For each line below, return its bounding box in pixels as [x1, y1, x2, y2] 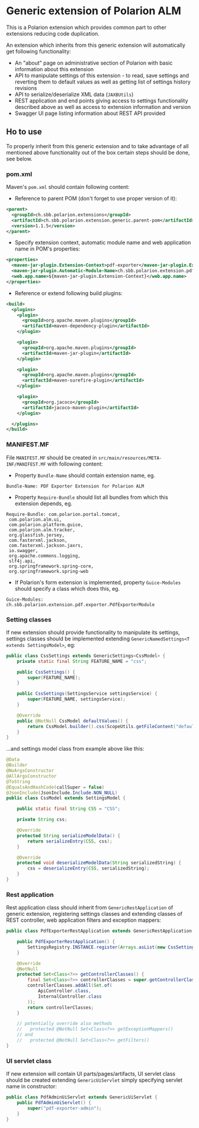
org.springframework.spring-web [8, 568, 89, 574]
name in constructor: [6, 1083, 57, 1090]
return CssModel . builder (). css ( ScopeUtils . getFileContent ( [27, 723, 176, 729]
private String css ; [17, 816, 68, 823]
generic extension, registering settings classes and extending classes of [6, 911, 182, 918]
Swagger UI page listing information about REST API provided [14, 110, 166, 117]
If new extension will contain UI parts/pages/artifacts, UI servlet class [6, 1071, 176, 1078]
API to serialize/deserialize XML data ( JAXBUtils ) [14, 91, 134, 98]
